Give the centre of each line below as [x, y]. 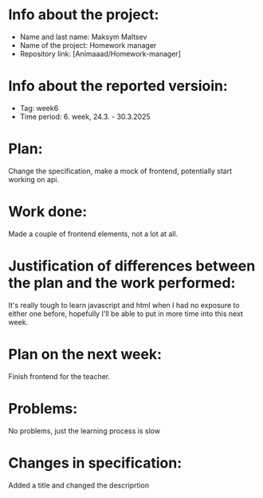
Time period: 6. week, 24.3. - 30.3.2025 [85, 117]
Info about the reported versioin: [118, 86]
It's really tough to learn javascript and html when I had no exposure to [124, 305]
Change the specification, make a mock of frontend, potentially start [120, 171]
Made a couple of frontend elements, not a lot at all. [93, 234]
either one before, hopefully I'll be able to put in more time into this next [126, 314]
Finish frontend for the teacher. [59, 376]
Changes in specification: [95, 462]
